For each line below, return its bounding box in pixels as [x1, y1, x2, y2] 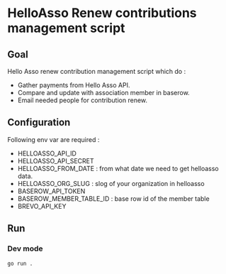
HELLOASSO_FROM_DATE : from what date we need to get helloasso [17, 164, 219, 172]
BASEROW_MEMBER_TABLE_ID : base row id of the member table [17, 194, 210, 203]
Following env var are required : [7, 135, 100, 143]
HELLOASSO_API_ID [17, 149, 77, 158]
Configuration [7, 116, 71, 128]
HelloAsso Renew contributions [7, 5, 197, 21]
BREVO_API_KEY [17, 202, 67, 210]
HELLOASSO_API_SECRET [17, 156, 94, 165]
